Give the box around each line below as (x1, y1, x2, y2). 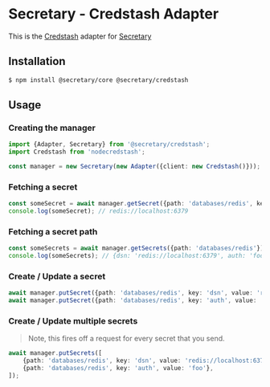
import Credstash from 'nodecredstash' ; (8, 148, 146, 157)
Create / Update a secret (8, 271, 106, 282)
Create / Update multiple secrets (8, 316, 138, 326)
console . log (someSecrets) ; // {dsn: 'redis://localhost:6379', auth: (8, 252, 247, 260)
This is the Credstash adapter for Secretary (8, 31, 152, 41)
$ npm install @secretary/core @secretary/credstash (8, 75, 189, 84)
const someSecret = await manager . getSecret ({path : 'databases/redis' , (8, 200, 253, 208)
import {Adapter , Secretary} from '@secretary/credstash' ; (8, 141, 211, 149)
